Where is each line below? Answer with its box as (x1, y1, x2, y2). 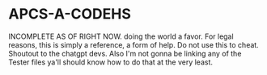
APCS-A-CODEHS (8, 5, 132, 23)
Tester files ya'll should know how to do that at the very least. (8, 57, 213, 67)
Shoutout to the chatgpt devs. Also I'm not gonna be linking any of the (8, 48, 242, 58)
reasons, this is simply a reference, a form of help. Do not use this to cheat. (8, 40, 259, 49)
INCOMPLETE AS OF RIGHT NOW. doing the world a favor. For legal (8, 31, 234, 41)
